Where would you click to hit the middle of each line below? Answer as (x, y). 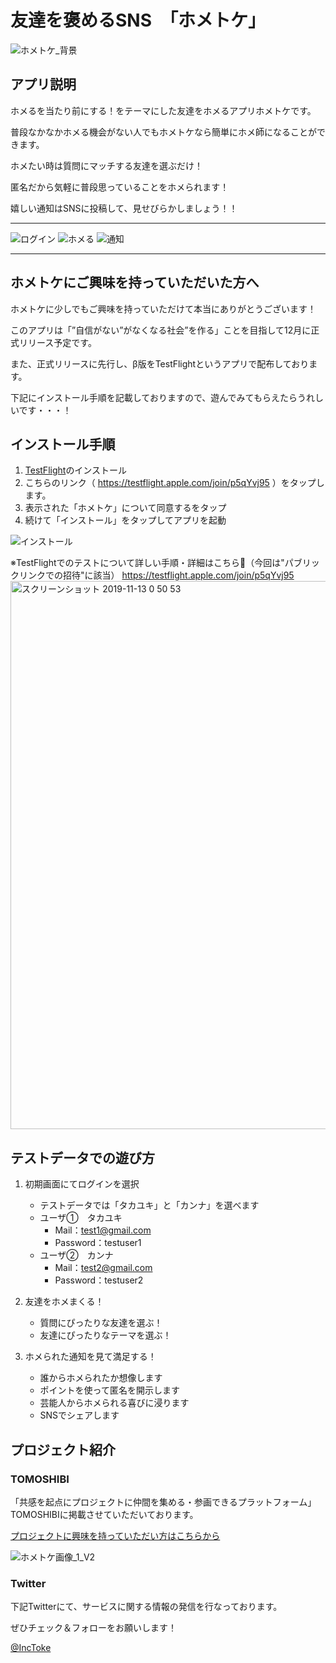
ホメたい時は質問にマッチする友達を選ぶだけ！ (106, 165)
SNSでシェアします (79, 1415)
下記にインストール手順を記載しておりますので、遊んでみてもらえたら (154, 397)
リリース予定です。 (57, 342)
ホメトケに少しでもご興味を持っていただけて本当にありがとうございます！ (163, 308)
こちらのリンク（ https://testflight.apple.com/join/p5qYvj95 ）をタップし (174, 483)
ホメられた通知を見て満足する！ (90, 1357)
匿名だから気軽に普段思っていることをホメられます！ (120, 187)
